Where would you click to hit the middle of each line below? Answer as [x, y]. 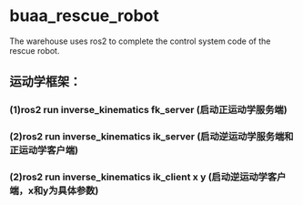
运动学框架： [45, 82]
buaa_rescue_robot [84, 16]
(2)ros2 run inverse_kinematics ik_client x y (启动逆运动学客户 [148, 177]
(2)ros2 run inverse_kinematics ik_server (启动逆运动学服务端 [147, 137]
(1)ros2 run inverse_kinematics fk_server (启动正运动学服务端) [149, 110]
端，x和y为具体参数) [54, 190]
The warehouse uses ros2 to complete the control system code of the [140, 41]
